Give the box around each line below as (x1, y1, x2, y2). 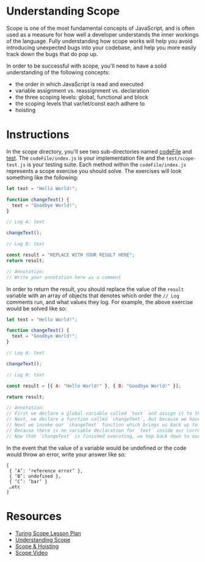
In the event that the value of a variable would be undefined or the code (6, 444, 187, 452)
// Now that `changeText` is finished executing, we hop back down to (6, 433, 190, 439)
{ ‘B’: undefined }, (9, 473, 62, 479)
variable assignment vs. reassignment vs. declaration (15, 87, 149, 94)
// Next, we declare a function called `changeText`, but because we (6, 416, 187, 422)
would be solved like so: (6, 305, 67, 312)
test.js (6, 162, 26, 168)
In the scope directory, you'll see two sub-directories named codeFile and (6, 148, 192, 155)
